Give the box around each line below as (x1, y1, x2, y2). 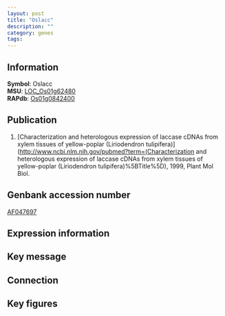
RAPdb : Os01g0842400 (7, 94, 76, 102)
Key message (7, 251, 67, 263)
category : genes (7, 29, 54, 37)
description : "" (7, 23, 54, 30)
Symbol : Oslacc (7, 79, 53, 88)
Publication (7, 115, 57, 126)
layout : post (7, 10, 45, 17)
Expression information (7, 227, 110, 239)
